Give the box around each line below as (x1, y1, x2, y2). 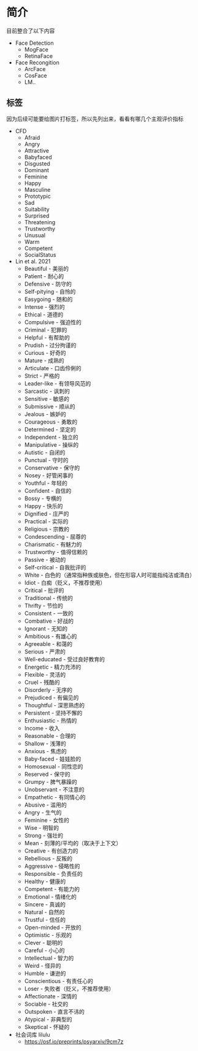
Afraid (24, 134, 40, 141)
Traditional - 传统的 (24, 594, 74, 601)
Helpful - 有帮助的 (24, 333, 70, 341)
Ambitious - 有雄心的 (24, 632, 77, 640)
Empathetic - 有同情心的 (24, 793, 86, 800)
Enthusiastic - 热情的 (24, 716, 77, 724)
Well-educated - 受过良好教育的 (24, 655, 105, 662)
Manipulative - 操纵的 (24, 441, 78, 448)
